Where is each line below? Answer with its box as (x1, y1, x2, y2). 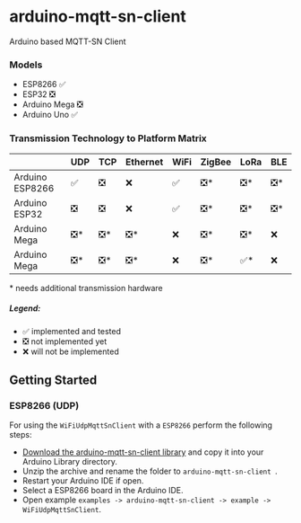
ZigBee (200, 155, 232, 168)
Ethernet (125, 155, 164, 168)
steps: (9, 430, 32, 440)
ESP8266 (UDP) (9, 399, 80, 412)
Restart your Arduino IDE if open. (21, 475, 144, 486)
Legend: (9, 303, 41, 314)
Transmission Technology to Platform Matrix (9, 132, 208, 145)
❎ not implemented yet (21, 335, 107, 347)
